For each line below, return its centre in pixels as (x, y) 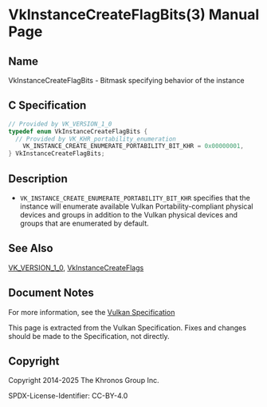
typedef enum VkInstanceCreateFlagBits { (78, 131)
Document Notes (51, 293)
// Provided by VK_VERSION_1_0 (60, 124)
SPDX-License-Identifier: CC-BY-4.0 (68, 396)
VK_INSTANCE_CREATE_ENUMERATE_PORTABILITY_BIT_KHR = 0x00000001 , (133, 146)
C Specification (47, 106)
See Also (31, 248)
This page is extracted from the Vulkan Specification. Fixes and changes (128, 327)
